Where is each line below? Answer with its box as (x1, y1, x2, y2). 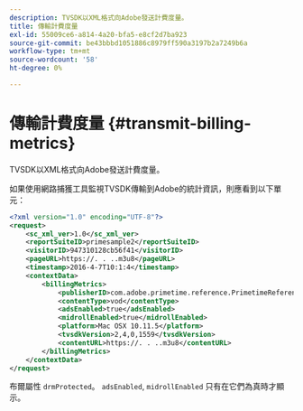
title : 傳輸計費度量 (9, 22, 78, 31)
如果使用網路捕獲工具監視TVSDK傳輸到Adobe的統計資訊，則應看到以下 (9, 182, 274, 194)
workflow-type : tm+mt (9, 47, 91, 56)
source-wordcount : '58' (9, 55, 99, 64)
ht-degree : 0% (9, 64, 63, 73)
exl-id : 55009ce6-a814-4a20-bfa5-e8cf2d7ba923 (9, 30, 188, 39)
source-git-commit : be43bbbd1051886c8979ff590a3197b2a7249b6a (9, 38, 248, 48)
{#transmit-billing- (107, 114, 252, 134)
